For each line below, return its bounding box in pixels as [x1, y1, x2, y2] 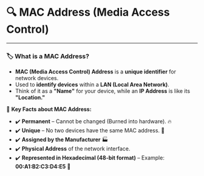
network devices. [15, 75, 59, 82]
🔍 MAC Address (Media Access [6, 5, 170, 19]
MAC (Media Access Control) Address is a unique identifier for [15, 68, 176, 75]
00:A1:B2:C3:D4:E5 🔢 [15, 163, 71, 171]
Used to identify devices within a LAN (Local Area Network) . [15, 81, 170, 89]
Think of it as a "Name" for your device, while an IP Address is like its [15, 87, 190, 95]
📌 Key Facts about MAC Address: [6, 106, 92, 113]
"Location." [15, 94, 46, 101]
